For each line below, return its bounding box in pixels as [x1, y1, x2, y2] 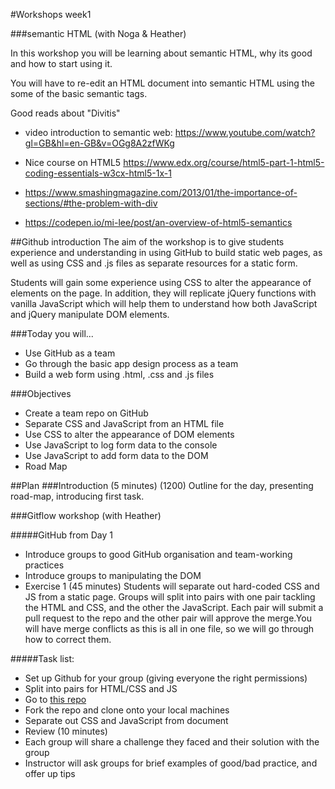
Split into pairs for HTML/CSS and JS [24, 683, 178, 694]
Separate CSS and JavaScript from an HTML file [24, 418, 225, 429]
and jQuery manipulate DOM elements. [10, 309, 170, 320]
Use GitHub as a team [24, 347, 116, 359]
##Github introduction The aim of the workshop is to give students [10, 236, 285, 248]
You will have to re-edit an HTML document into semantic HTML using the [10, 77, 315, 89]
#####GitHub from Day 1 [10, 529, 114, 541]
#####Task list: [10, 653, 75, 664]
